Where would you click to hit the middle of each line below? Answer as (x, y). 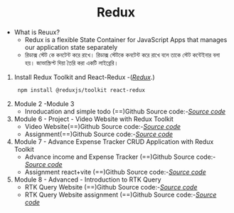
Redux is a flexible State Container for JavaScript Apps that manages (126, 39)
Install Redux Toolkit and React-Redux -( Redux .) (84, 77)
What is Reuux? (37, 32)
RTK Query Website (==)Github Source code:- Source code (111, 187)
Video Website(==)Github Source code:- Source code (103, 126)
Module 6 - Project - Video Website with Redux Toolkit (94, 119)
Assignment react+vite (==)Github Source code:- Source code (115, 172)
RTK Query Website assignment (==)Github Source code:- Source (121, 194)
